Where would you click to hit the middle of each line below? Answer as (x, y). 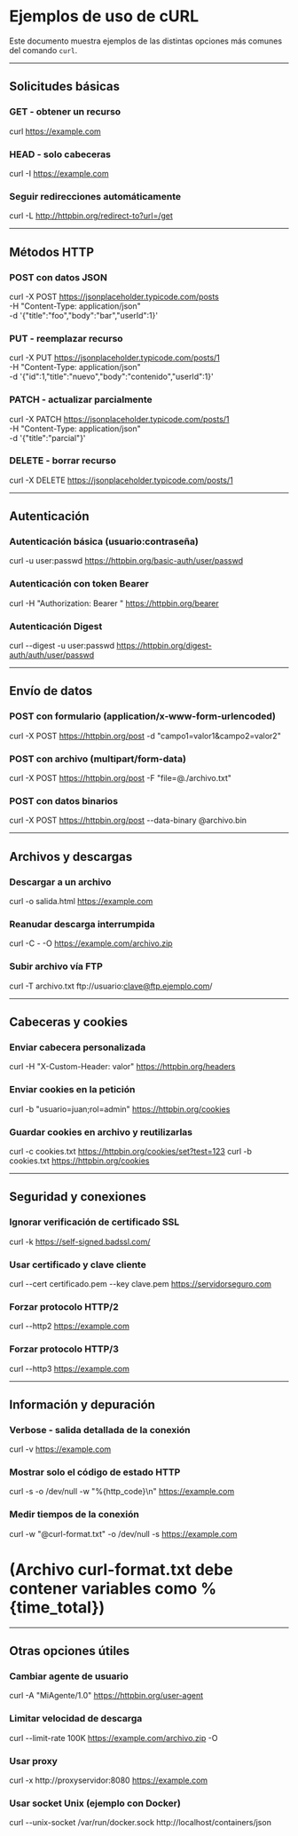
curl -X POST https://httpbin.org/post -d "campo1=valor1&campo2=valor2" (145, 736)
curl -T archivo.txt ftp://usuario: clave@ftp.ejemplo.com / (111, 986)
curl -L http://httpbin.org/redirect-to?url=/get (91, 216)
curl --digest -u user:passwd (62, 646)
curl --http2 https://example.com (70, 1326)
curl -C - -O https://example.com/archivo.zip (91, 943)
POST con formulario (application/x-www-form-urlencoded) (143, 716)
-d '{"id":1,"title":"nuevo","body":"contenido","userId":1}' (112, 377)
